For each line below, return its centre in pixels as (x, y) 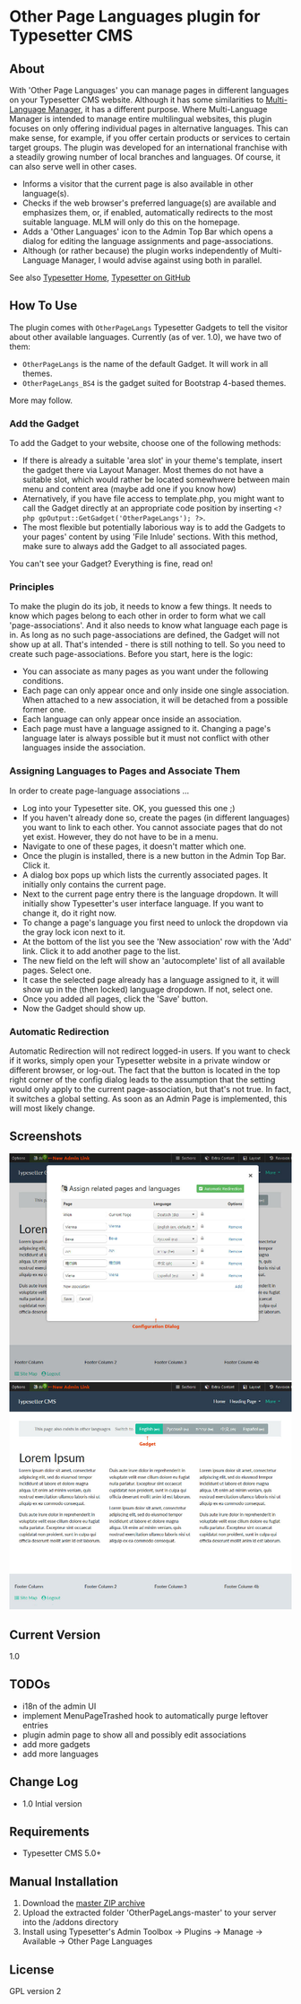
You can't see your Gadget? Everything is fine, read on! (111, 564)
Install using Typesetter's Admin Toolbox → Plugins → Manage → (142, 1932)
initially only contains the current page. (94, 884)
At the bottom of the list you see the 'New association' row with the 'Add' (157, 941)
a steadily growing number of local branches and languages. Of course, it (145, 157)
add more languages (60, 1754)
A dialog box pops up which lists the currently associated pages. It (145, 875)
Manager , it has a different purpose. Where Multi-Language (158, 109)
